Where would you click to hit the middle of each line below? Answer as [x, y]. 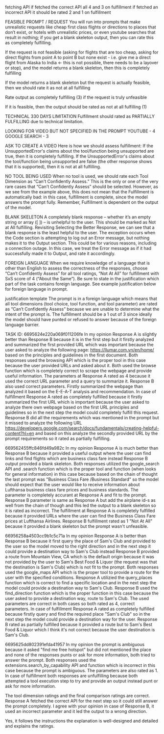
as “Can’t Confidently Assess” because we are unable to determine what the [82, 309]
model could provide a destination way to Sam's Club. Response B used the [81, 588]
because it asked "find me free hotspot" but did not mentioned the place [78, 650]
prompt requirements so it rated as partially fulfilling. [58, 438]
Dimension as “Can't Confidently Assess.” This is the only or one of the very [82, 181]
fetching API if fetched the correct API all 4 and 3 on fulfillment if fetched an [82, 7]
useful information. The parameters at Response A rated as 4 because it [78, 376]
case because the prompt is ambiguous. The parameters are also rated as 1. [82, 670]
